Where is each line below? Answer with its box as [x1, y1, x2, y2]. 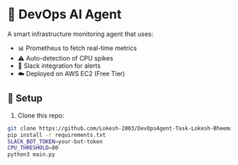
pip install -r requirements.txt [7, 131, 106, 138]
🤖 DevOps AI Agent [7, 6, 122, 23]
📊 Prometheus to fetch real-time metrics [17, 44, 137, 52]
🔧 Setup [7, 92, 43, 104]
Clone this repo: [17, 111, 64, 119]
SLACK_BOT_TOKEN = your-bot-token [7, 137, 103, 145]
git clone [7, 125, 37, 132]
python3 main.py [7, 151, 55, 158]
